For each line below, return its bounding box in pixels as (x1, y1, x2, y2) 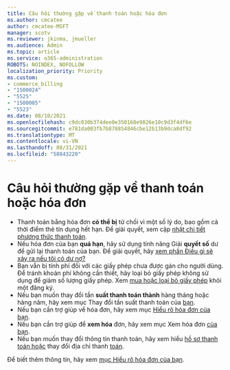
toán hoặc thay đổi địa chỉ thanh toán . (16, 342, 125, 350)
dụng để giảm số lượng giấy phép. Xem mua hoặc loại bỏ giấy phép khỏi (16, 276, 222, 284)
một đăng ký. (16, 283, 55, 292)
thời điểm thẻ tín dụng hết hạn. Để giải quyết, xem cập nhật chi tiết (16, 225, 206, 233)
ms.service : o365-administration (7, 55, 103, 62)
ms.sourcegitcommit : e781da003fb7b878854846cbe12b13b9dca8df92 (7, 125, 192, 132)
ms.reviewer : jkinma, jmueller (7, 36, 97, 43)
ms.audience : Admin (7, 42, 63, 49)
